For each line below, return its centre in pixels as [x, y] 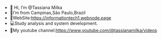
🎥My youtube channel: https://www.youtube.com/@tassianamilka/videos [83, 30]
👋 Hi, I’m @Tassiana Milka [36, 8]
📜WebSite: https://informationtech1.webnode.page [61, 18]
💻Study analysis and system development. [54, 23]
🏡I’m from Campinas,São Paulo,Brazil [47, 13]
